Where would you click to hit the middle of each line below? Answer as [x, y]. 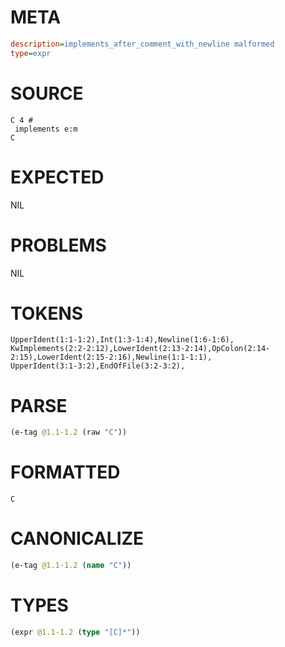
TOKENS [47, 313]
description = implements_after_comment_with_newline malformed [142, 44]
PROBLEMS [58, 245]
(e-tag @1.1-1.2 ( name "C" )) [71, 566]
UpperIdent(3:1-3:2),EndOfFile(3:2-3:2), [98, 366]
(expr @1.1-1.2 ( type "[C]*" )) [75, 632]
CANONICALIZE [77, 538]
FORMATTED [65, 472]
